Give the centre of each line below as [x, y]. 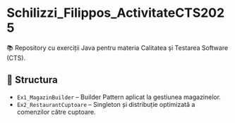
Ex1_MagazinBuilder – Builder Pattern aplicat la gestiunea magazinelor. [119, 97]
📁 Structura [32, 80]
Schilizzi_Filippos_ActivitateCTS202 [116, 13]
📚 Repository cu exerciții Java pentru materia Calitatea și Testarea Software [117, 48]
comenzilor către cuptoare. [56, 112]
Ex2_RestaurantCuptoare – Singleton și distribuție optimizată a [106, 104]
